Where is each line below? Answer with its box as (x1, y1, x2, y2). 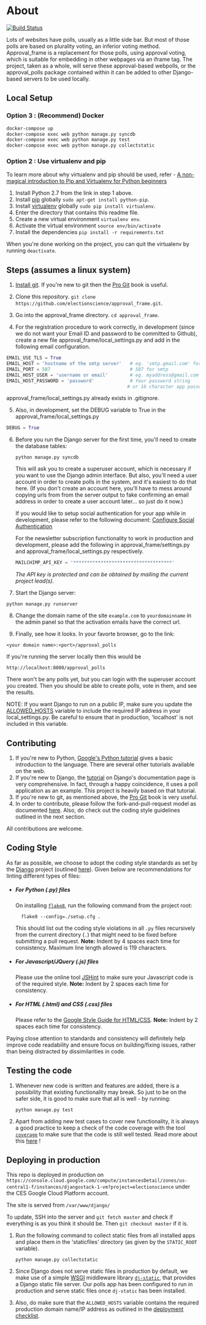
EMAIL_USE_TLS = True (6, 355, 62, 361)
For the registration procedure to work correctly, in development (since (15, 323, 195, 331)
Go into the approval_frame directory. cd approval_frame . (15, 312, 159, 319)
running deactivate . (6, 247, 56, 254)
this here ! (15, 1137, 41, 1144)
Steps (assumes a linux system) (6, 265, 131, 275)
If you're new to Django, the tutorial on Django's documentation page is (15, 774, 196, 781)
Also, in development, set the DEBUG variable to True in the (15, 406, 166, 414)
